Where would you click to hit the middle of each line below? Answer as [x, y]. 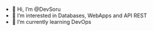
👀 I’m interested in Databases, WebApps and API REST [80, 15]
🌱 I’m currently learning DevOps [52, 22]
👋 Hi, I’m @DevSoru [36, 9]
